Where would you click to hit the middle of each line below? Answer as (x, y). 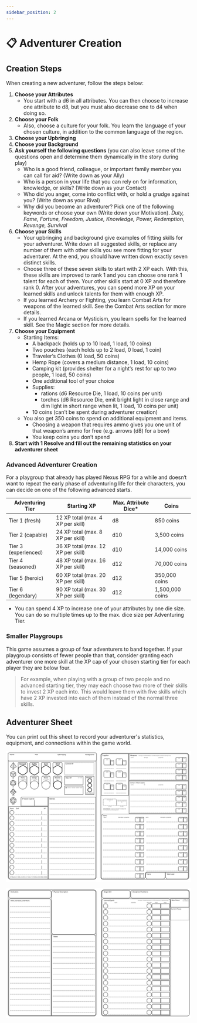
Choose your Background (46, 144)
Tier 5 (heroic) (26, 578)
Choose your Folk (36, 119)
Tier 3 (16, 546)
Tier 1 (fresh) (25, 521)
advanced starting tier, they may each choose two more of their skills (104, 685)
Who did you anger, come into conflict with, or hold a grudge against (106, 194)
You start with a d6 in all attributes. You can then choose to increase (106, 100)
